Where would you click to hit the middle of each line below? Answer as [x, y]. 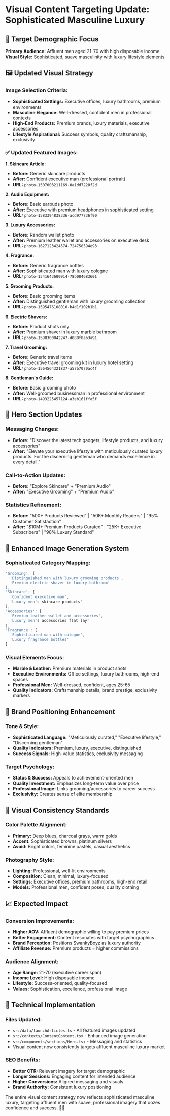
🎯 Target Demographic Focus [52, 39]
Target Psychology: [30, 767]
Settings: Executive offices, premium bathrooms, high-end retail [80, 882]
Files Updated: [24, 1019]
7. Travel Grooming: [26, 347]
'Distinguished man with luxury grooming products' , [67, 578]
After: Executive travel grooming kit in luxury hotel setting [73, 362]
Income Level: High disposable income [54, 978]
